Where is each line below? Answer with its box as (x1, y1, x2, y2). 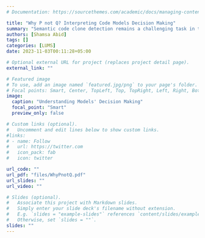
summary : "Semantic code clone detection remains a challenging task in (6, 26, 195, 32)
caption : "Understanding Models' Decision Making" (12, 99, 143, 105)
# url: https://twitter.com (6, 144, 84, 150)
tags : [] (6, 37, 29, 43)
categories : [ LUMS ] (6, 43, 56, 49)
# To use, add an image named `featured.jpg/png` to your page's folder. (6, 82, 198, 88)
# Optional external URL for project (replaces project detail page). (6, 59, 190, 65)
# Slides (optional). (6, 194, 62, 200)
